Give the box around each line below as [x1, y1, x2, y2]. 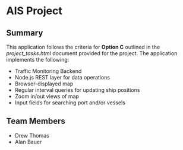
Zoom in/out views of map [14, 93, 79, 100]
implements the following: [6, 56, 70, 63]
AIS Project [6, 4, 62, 18]
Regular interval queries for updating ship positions [14, 87, 140, 93]
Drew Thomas [14, 132, 49, 139]
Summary [6, 28, 43, 38]
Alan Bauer [14, 138, 42, 145]
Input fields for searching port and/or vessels [14, 99, 126, 106]
